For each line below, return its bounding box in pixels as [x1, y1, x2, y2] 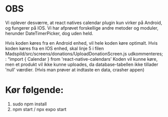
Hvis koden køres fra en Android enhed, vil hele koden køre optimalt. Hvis [5, 40, 158, 46]
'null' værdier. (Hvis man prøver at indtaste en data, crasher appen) [5, 66, 145, 73]
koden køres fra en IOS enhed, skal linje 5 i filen [5, 45, 104, 51]
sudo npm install [12, 101, 47, 107]
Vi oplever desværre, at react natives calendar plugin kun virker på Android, [5, 20, 162, 26]
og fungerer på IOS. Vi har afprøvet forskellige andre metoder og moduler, [5, 25, 158, 31]
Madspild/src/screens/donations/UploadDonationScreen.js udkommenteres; [5, 51, 163, 57]
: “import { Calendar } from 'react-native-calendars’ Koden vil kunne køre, [5, 56, 158, 62]
